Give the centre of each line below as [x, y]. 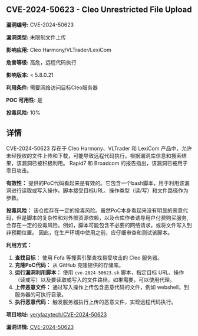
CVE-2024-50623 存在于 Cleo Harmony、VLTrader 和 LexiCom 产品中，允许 [99, 148]
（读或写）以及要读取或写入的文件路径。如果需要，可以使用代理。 [95, 279]
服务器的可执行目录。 [40, 294]
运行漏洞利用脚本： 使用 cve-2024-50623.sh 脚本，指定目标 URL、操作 [99, 272]
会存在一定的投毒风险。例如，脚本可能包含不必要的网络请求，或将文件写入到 [99, 225]
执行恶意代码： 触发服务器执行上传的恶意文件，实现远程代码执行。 [95, 302]
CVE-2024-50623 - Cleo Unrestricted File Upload [99, 10]
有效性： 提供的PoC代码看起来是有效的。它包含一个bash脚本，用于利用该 [95, 183]
